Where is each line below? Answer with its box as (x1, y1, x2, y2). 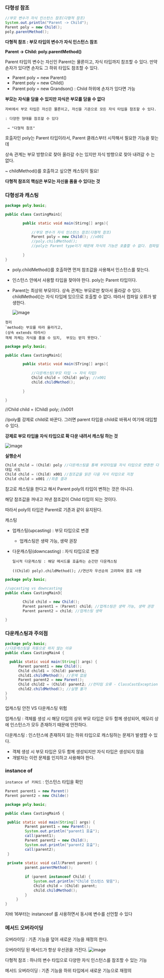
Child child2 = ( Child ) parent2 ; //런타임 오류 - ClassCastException (18, 682, 158, 687)
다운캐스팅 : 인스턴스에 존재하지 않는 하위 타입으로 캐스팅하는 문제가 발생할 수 (5, 732, 153, 738)
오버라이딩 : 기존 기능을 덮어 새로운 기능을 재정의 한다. (5, 936, 108, 942)
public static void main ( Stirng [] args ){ (23, 221, 109, 226)
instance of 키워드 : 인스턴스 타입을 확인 (5, 779, 83, 785)
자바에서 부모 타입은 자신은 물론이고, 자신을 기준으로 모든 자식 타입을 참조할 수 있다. (5, 107, 157, 112)
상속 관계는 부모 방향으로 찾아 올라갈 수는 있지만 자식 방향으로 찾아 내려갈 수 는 (5, 151, 155, 157)
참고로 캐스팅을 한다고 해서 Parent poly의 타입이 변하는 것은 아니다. (5, 486, 134, 492)
